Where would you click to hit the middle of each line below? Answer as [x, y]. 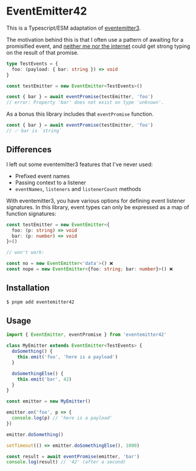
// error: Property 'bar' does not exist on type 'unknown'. [85, 102]
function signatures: [31, 213]
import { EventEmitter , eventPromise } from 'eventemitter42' [86, 335]
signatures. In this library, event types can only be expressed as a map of [98, 207]
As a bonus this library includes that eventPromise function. [80, 114]
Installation [28, 288]
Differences [29, 150]
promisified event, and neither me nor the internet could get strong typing [98, 46]
